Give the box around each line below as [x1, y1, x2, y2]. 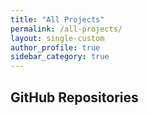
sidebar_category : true [10, 52, 110, 62]
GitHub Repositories [10, 89, 139, 106]
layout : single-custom [10, 33, 105, 43]
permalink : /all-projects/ [10, 24, 123, 34]
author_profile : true [10, 42, 101, 53]
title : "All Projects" [10, 14, 105, 25]
